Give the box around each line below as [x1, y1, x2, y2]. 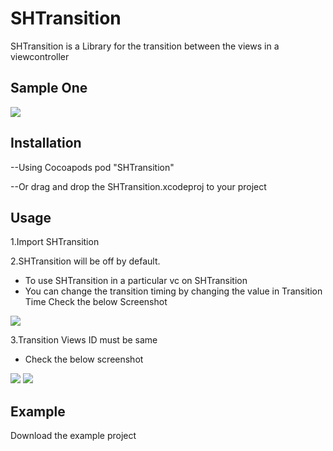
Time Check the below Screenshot [24, 296, 168, 308]
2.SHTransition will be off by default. [10, 255, 161, 267]
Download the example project [10, 430, 137, 442]
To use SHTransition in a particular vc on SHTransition [24, 275, 248, 287]
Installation [10, 135, 82, 152]
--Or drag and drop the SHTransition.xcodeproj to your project [10, 180, 267, 192]
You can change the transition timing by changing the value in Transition [24, 285, 323, 297]
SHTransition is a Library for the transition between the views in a [10, 40, 280, 52]
